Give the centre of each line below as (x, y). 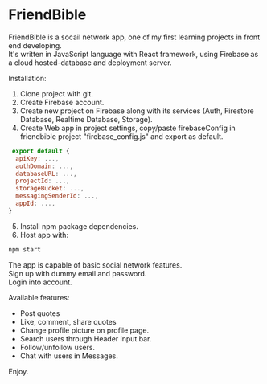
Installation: (27, 78)
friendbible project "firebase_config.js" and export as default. (121, 136)
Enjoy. (18, 371)
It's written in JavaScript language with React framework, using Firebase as (133, 54)
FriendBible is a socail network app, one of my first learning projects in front (134, 37)
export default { (41, 151)
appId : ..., (36, 204)
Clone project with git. (57, 93)
